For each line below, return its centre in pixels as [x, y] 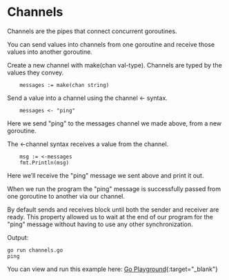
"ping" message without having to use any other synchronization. [100, 224]
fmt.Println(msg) [44, 163]
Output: [18, 237]
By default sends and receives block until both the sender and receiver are [113, 209]
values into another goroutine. [50, 52]
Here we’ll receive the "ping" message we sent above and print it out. [106, 175]
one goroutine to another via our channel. [66, 196]
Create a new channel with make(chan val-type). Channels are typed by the [114, 65]
